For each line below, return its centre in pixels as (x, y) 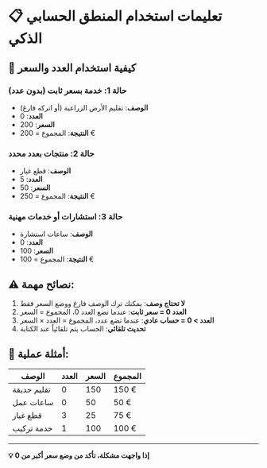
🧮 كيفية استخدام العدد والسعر (72, 68)
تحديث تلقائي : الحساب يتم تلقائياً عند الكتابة (83, 329)
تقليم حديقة (32, 389)
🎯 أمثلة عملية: (39, 354)
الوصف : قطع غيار (45, 171)
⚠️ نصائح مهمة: (41, 284)
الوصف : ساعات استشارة (56, 234)
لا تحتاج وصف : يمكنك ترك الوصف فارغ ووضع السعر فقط (102, 304)
